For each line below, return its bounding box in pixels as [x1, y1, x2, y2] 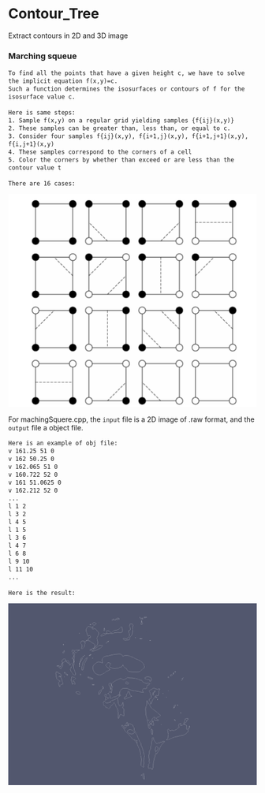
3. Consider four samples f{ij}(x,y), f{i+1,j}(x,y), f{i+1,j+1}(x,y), [8, 132, 248, 140]
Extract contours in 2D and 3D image [8, 31, 129, 40]
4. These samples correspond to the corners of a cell [8, 148, 192, 156]
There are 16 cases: [8, 180, 77, 188]
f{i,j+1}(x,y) [8, 140, 55, 148]
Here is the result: [8, 589, 77, 597]
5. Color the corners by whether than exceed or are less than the [8, 156, 235, 164]
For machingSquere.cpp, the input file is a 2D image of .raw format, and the [8, 415, 255, 424]
